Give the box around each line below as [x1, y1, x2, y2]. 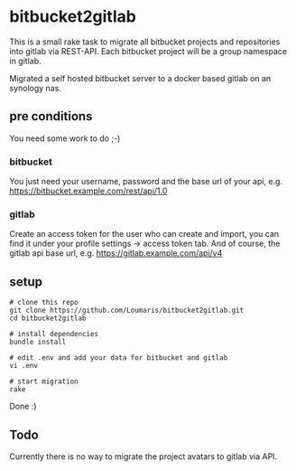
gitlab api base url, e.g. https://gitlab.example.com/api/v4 [9, 248, 223, 259]
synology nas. [9, 82, 61, 93]
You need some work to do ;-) [9, 133, 121, 144]
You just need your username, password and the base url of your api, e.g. [9, 176, 282, 187]
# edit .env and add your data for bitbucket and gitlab [9, 353, 228, 363]
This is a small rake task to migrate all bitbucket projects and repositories [9, 36, 281, 47]
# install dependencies [9, 330, 99, 339]
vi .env [9, 362, 39, 371]
